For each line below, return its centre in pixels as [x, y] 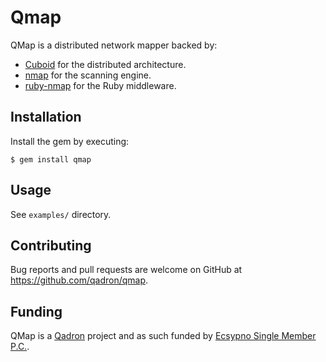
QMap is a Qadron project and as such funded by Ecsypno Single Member [163, 336]
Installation [46, 117]
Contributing [51, 245]
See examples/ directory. [61, 214]
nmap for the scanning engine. [88, 75]
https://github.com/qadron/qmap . [79, 280]
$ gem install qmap [51, 159]
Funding [36, 311]
